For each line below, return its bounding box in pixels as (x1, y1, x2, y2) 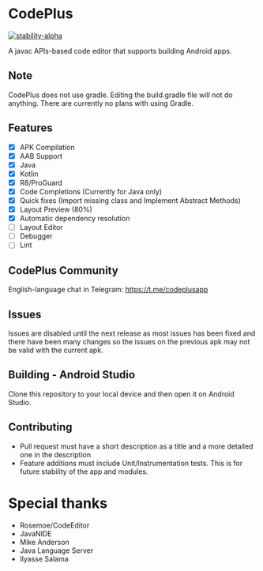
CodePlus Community (8, 264, 118, 277)
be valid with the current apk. (8, 345, 104, 355)
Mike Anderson (19, 537, 70, 547)
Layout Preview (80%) (19, 205, 93, 214)
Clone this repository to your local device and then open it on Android (8, 389, 235, 399)
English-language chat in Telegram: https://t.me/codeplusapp (8, 285, 209, 295)
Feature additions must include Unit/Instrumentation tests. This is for (19, 458, 243, 468)
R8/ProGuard (19, 178, 63, 187)
